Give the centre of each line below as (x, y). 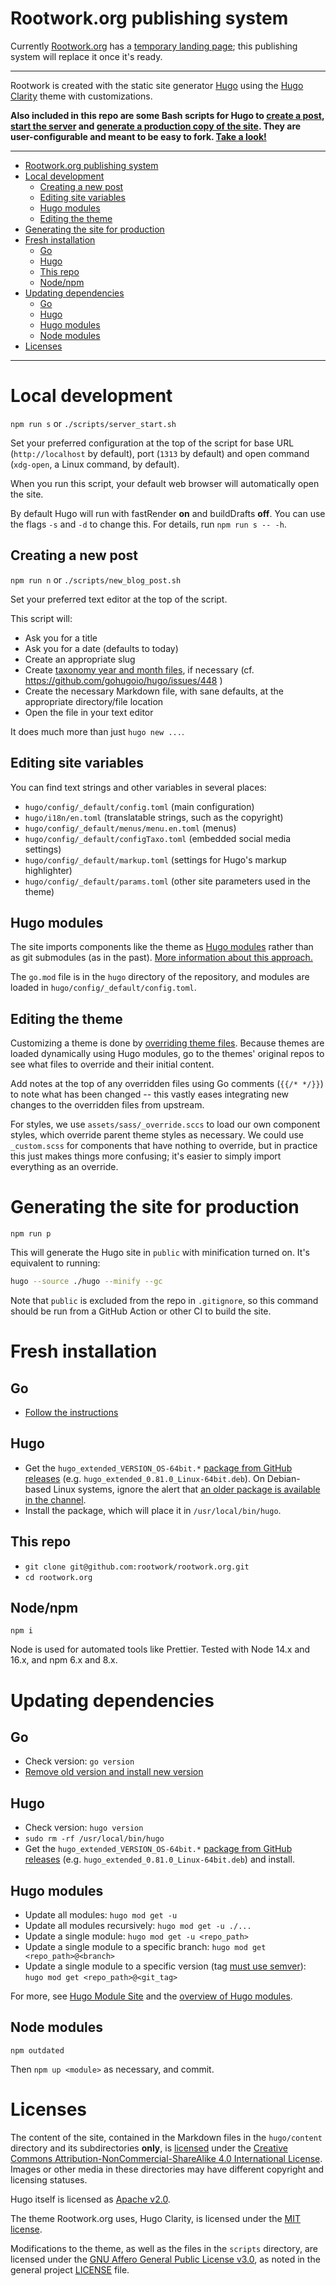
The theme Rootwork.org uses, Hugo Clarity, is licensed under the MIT (155, 2218)
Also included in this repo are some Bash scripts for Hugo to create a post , (167, 115)
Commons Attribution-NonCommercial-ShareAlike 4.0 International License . (166, 2158)
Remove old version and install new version (114, 1772)
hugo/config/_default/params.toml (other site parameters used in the (168, 881)
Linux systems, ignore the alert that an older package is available (187, 1489)
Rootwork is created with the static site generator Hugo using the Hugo (157, 85)
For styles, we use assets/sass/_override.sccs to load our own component (165, 1124)
